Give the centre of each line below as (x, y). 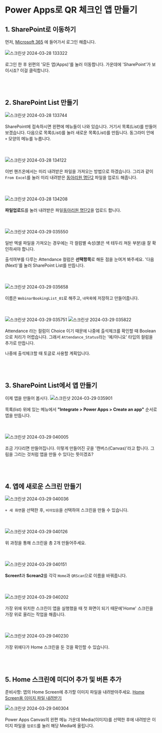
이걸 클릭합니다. (35, 70)
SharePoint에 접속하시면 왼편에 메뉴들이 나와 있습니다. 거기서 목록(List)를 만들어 (81, 126)
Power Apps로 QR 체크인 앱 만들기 (71, 10)
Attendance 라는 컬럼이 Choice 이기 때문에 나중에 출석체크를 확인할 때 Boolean (81, 331)
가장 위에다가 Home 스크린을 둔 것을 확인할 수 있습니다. (57, 647)
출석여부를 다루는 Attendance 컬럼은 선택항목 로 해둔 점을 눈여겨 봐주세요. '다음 (80, 259)
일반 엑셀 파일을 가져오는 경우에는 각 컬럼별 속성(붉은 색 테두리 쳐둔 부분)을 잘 (78, 243)
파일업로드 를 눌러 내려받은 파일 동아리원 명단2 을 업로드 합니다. (63, 210)
